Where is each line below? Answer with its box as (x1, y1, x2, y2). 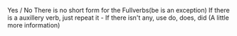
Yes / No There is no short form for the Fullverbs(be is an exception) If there (7, 6, 230, 14)
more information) (7, 21, 60, 29)
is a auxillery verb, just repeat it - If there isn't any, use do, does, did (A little (7, 13, 229, 22)
